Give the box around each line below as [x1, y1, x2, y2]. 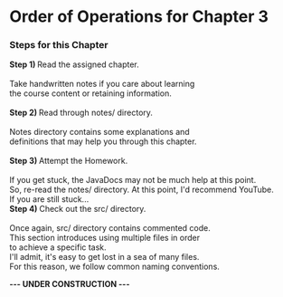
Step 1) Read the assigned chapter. [9, 59, 140, 70]
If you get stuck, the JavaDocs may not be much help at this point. [9, 175, 257, 186]
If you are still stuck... [9, 194, 90, 205]
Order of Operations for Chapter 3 [9, 6, 269, 27]
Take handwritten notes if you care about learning [9, 79, 195, 90]
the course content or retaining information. [9, 88, 172, 99]
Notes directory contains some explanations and [9, 127, 190, 138]
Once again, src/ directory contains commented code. [9, 223, 211, 234]
